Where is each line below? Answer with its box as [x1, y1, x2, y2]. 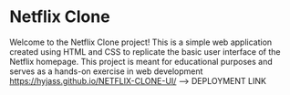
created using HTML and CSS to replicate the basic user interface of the [9, 46, 281, 57]
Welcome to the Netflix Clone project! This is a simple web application [9, 37, 273, 47]
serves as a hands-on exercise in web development [9, 66, 203, 77]
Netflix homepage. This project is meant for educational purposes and [9, 56, 274, 67]
